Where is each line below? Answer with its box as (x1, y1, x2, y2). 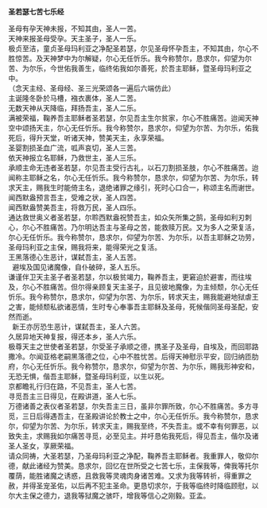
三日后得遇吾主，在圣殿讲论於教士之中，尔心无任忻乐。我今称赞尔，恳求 (21, 412, 259, 421)
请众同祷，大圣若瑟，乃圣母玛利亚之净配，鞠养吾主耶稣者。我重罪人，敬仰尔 (8, 452, 259, 460)
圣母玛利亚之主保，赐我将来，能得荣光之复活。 (8, 242, 161, 252)
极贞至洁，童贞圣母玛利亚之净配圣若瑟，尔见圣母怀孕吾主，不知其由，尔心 (8, 44, 252, 53)
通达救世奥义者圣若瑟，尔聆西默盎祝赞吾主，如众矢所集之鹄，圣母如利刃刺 (8, 213, 252, 222)
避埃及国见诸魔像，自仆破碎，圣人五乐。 (11, 262, 145, 272)
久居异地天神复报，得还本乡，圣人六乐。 (8, 332, 141, 341)
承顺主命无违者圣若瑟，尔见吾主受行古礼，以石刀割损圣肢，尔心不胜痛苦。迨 (8, 163, 259, 173)
